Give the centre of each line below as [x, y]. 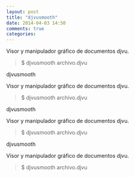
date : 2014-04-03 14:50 [36, 23]
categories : [21, 34]
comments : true [25, 28]
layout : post [23, 12]
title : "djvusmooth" [32, 17]
